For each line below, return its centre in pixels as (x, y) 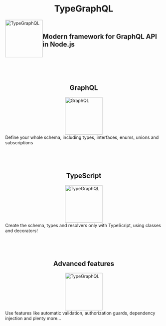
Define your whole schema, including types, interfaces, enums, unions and (82, 137)
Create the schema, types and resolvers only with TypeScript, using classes (83, 225)
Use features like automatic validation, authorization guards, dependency (80, 313)
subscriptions (19, 142)
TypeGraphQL (84, 9)
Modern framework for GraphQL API (100, 36)
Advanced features (84, 263)
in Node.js (59, 44)
